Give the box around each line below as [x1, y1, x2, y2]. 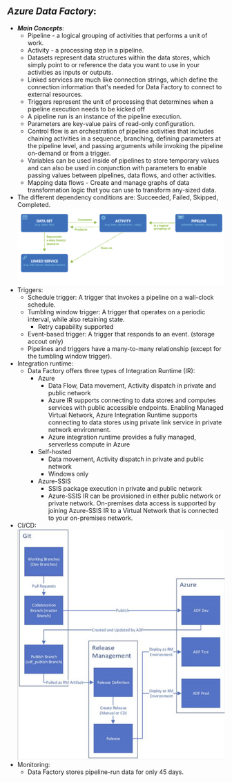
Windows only [48, 469, 89, 478]
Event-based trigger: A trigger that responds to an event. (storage [27, 330, 215, 338]
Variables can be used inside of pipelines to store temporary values [27, 156, 220, 165]
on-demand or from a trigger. [27, 149, 111, 157]
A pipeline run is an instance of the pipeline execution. [27, 112, 182, 120]
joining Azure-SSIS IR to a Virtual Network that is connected [48, 506, 219, 514]
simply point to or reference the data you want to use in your [27, 60, 200, 69]
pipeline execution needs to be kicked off [27, 105, 145, 113]
